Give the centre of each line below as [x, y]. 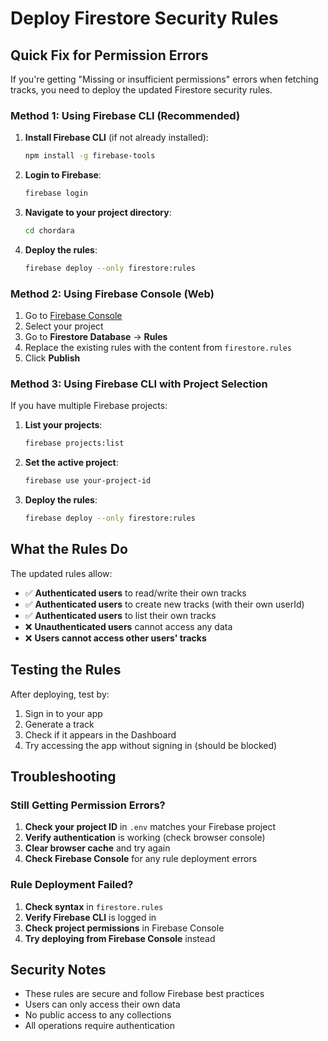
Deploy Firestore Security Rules [144, 18]
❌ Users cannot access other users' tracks [115, 638]
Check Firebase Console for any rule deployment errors [141, 859]
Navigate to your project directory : [98, 213]
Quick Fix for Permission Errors [109, 55]
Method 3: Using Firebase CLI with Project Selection [139, 384]
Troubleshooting [63, 777]
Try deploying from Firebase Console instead [120, 938]
